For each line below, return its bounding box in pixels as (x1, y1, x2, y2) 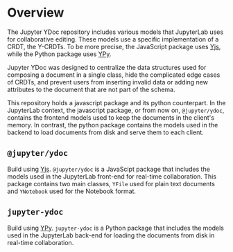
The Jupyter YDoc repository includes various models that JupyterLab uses (7, 28, 224, 36)
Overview (7, 5, 64, 21)
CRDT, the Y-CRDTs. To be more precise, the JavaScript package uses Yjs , (7, 42, 221, 51)
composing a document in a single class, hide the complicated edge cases (7, 71, 221, 79)
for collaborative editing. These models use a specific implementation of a (7, 35, 219, 43)
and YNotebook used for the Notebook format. (7, 187, 137, 195)
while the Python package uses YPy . (7, 50, 112, 58)
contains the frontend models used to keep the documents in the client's (7, 113, 215, 122)
